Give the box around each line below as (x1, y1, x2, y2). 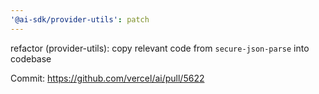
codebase (10, 52, 52, 65)
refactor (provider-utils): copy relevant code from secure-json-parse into (10, 42, 310, 54)
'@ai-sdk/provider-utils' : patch (10, 14, 150, 25)
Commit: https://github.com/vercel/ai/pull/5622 (10, 72, 205, 84)
